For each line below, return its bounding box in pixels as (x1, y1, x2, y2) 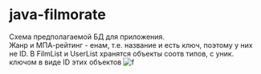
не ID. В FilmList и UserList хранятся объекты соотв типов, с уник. (9, 49, 234, 58)
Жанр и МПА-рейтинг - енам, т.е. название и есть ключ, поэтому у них (9, 40, 253, 49)
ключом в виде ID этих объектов (9, 57, 122, 67)
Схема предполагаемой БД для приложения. (9, 32, 165, 41)
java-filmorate (9, 6, 107, 24)
